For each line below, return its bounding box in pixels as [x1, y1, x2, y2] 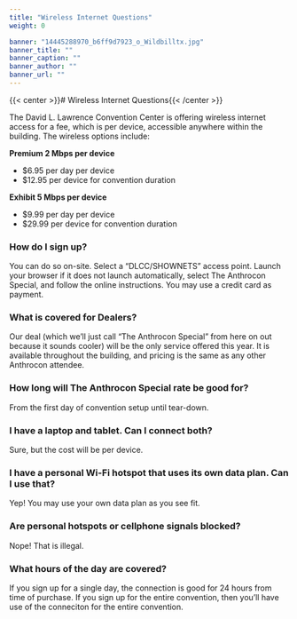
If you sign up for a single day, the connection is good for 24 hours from [9, 583, 272, 593]
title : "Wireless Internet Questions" [9, 12, 152, 22]
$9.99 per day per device [21, 209, 115, 219]
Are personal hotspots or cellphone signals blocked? [9, 520, 241, 533]
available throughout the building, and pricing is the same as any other [9, 350, 267, 361]
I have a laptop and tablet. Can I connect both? [9, 424, 213, 436]
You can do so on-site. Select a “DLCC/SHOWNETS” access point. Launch [9, 261, 282, 272]
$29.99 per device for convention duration [21, 218, 177, 229]
